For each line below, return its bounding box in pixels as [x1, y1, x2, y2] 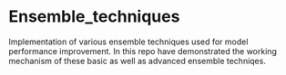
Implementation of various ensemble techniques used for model [8, 36, 249, 47]
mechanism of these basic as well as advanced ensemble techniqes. [8, 55, 266, 66]
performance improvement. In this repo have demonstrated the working [8, 45, 277, 56]
